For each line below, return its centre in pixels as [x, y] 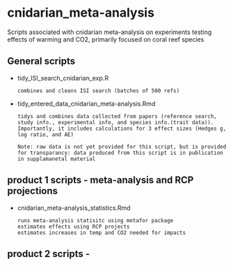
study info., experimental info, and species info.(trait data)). [115, 122]
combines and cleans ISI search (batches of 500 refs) [98, 91]
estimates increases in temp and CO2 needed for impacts [102, 233]
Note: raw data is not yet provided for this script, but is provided [122, 147]
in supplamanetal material [56, 159]
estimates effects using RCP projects [73, 226]
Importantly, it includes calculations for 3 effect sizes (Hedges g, [122, 128]
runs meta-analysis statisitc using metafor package [95, 220]
